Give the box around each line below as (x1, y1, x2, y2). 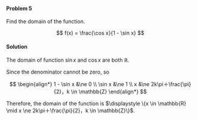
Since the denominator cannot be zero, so (6, 68, 109, 75)
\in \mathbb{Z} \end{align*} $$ (70, 88, 147, 95)
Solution (6, 43, 28, 50)
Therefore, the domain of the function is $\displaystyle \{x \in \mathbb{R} (6, 100, 187, 107)
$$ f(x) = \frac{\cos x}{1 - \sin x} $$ (56, 30, 144, 37)
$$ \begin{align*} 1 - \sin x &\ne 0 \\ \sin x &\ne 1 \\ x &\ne (9, 81, 150, 88)
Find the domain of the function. (6, 18, 85, 25)
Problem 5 (6, 5, 32, 12)
